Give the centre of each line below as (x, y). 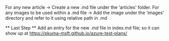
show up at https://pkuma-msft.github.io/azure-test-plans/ (66, 33)
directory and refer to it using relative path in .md (56, 18)
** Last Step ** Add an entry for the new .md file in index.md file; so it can (82, 28)
